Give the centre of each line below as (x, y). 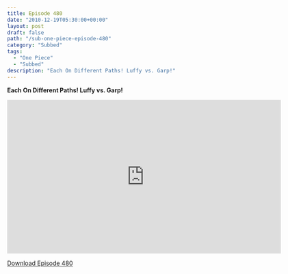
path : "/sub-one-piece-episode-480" (59, 39)
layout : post (26, 26)
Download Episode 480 (40, 263)
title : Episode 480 (35, 13)
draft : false (26, 32)
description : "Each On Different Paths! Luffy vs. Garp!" (91, 70)
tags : (15, 52)
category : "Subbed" (35, 45)
